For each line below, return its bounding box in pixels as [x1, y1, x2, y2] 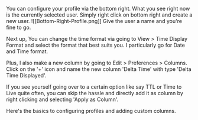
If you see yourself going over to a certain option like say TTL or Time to [6, 83, 182, 90]
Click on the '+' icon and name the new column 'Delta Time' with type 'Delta [6, 66, 191, 73]
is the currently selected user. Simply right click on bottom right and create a [6, 11, 193, 18]
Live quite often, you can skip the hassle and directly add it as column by [6, 90, 183, 96]
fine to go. [6, 24, 31, 31]
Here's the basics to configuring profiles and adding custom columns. [6, 108, 176, 114]
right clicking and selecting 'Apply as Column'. [6, 96, 119, 103]
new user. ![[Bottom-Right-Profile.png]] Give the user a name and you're [6, 18, 182, 24]
